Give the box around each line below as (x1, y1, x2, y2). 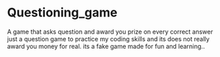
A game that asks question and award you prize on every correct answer (7, 27, 213, 36)
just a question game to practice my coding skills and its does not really (7, 34, 210, 43)
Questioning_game (7, 5, 118, 21)
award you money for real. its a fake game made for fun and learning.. (7, 42, 205, 50)
